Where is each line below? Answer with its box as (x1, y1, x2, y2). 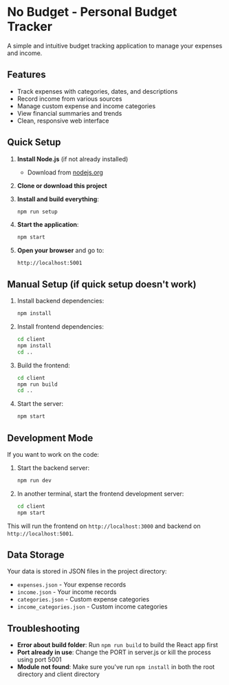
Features (7, 69, 46, 81)
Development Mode (7, 432, 94, 444)
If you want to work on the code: (7, 450, 100, 458)
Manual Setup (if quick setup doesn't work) (7, 278, 197, 290)
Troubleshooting (7, 622, 80, 634)
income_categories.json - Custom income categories (17, 602, 168, 611)
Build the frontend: (17, 361, 70, 369)
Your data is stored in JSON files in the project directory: (7, 567, 167, 575)
